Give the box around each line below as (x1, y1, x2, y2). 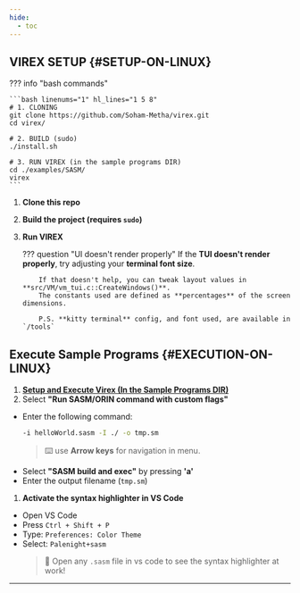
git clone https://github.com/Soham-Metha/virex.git (9, 111, 210, 121)
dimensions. (21, 299, 67, 308)
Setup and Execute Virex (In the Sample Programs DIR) (21, 385, 229, 396)
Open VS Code (21, 510, 78, 521)
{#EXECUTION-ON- (162, 347, 274, 362)
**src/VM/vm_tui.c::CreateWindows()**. (21, 283, 171, 293)
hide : (9, 13, 29, 22)
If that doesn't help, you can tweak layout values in (38, 276, 247, 285)
